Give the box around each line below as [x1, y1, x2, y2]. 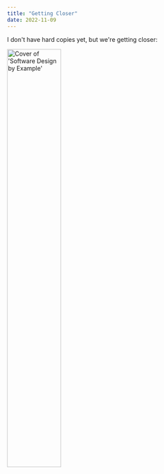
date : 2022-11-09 [7, 16, 57, 23]
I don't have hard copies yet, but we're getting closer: [7, 35, 158, 43]
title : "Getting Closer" [7, 10, 78, 17]
